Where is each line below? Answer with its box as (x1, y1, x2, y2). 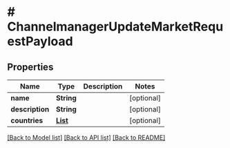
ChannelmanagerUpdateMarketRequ (7, 19, 224, 35)
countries (10, 115, 44, 125)
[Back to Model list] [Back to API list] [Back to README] (7, 133, 166, 142)
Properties (7, 61, 54, 73)
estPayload (7, 34, 74, 49)
